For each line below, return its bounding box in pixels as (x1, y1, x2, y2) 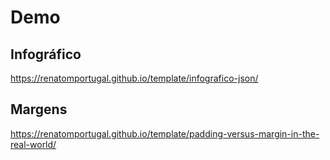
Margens (10, 101, 68, 118)
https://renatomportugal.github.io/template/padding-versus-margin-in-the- (10, 127, 320, 140)
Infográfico (10, 46, 82, 63)
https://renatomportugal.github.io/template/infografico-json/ (10, 72, 259, 84)
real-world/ (10, 138, 57, 150)
